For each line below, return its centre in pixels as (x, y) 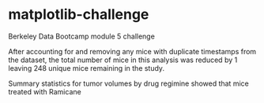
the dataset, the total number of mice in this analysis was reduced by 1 (123, 60)
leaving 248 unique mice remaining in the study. (86, 68)
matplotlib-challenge (79, 15)
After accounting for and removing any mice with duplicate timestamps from (132, 51)
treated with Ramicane (45, 91)
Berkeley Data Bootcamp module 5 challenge (82, 36)
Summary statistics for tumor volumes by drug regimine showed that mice (128, 83)
